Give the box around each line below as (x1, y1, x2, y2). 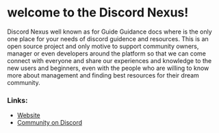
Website (16, 111, 41, 119)
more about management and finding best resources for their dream (7, 71, 200, 80)
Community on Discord (16, 119, 83, 127)
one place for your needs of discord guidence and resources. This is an (7, 34, 209, 43)
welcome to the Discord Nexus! (7, 5, 189, 21)
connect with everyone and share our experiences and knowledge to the (7, 56, 212, 64)
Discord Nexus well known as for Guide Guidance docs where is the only (7, 27, 212, 36)
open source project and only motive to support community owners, (7, 42, 199, 50)
